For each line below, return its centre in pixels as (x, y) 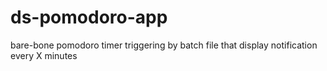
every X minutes (44, 55)
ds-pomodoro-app (89, 17)
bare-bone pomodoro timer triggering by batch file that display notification (164, 45)
